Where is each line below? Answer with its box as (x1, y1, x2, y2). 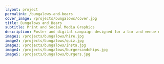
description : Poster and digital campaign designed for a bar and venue (5, 29, 156, 34)
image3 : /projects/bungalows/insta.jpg (5, 43, 86, 48)
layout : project (5, 7, 38, 12)
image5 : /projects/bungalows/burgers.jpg (5, 51, 91, 57)
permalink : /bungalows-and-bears (5, 12, 73, 16)
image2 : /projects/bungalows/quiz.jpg (5, 38, 84, 43)
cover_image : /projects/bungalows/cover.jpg (5, 16, 97, 21)
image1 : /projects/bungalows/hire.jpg (5, 34, 84, 39)
